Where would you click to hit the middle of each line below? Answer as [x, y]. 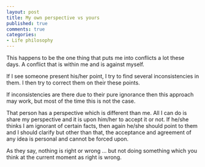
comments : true [26, 29]
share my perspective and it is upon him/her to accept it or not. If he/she [98, 119]
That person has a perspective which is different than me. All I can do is [97, 113]
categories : [21, 35]
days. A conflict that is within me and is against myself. [76, 64]
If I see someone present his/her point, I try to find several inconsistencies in [103, 76]
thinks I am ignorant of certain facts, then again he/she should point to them [102, 126]
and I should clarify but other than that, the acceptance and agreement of [99, 132]
